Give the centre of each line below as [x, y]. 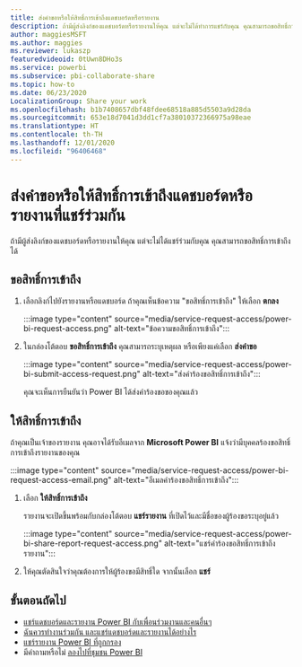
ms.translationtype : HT [55, 127]
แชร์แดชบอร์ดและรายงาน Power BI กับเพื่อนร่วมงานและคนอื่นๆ [117, 622]
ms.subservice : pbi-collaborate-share [82, 76]
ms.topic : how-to [43, 84]
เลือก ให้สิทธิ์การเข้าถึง [55, 498]
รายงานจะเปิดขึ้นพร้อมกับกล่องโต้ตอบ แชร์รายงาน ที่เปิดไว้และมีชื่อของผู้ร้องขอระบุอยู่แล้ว [151, 516]
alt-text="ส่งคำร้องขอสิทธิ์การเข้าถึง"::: [202, 374]
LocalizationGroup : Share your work [78, 101]
